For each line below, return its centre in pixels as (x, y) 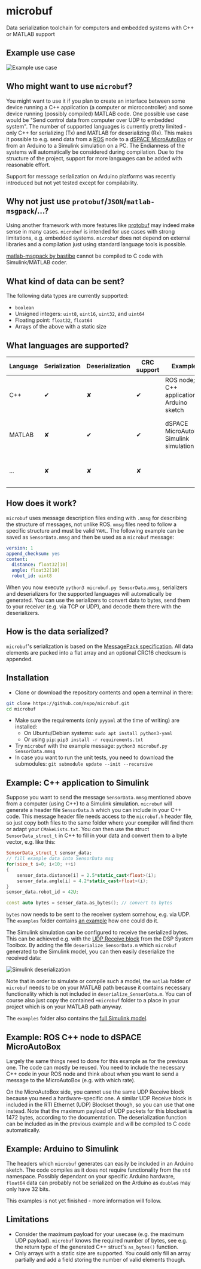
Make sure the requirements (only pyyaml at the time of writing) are (97, 720)
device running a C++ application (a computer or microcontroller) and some (100, 107)
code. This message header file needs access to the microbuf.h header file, (100, 816)
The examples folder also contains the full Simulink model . (77, 1019)
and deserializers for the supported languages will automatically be (89, 594)
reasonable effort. (28, 165)
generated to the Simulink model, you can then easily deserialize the (90, 952)
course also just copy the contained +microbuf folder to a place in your (93, 1001)
